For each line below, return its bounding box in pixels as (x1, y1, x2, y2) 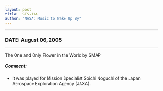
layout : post (5, 7, 32, 12)
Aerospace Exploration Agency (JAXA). (12, 80, 91, 86)
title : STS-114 (5, 12, 38, 16)
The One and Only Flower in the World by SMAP (5, 52, 101, 58)
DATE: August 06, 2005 (5, 37, 62, 44)
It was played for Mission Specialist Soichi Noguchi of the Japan (12, 76, 141, 81)
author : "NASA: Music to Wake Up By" (5, 16, 81, 21)
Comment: (5, 63, 27, 69)
